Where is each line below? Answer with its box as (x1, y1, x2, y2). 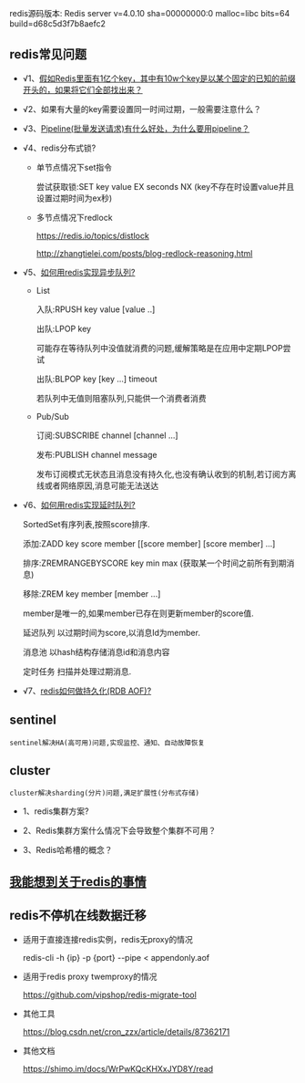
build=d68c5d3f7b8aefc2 (9, 18, 107, 29)
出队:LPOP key (36, 323, 92, 334)
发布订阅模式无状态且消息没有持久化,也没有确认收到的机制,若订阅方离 (36, 468, 297, 479)
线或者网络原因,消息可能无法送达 (36, 480, 159, 491)
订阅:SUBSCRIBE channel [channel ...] (36, 430, 179, 441)
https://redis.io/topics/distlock (36, 230, 150, 241)
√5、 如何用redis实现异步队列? (22, 266, 136, 277)
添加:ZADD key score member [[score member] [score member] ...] (22, 537, 276, 549)
